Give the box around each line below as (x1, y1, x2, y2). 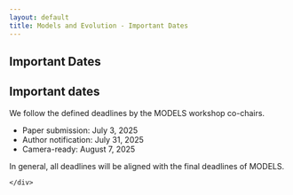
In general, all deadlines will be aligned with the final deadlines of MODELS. (9, 160, 285, 171)
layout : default (9, 12, 69, 22)
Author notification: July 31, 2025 (21, 134, 145, 144)
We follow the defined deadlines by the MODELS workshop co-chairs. (9, 107, 265, 118)
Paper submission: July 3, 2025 (21, 125, 139, 136)
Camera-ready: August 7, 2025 (21, 144, 136, 154)
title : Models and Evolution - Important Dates (9, 21, 189, 30)
